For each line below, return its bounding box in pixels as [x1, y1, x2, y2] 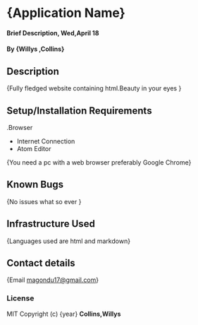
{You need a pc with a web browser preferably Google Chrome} [6, 158, 192, 167]
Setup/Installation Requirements [6, 105, 152, 117]
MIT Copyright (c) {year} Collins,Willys [6, 309, 121, 318]
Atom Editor [16, 145, 51, 153]
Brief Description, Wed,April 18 [6, 28, 99, 37]
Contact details [6, 257, 75, 269]
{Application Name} [6, 5, 126, 21]
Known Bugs [6, 179, 64, 191]
